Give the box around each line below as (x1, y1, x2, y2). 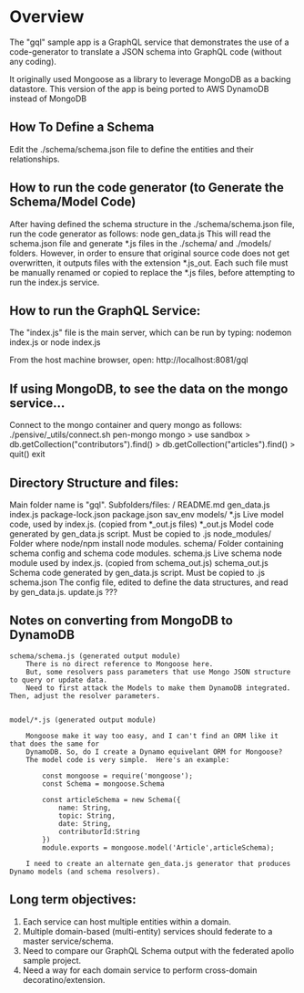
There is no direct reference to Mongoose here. (25, 659, 214, 668)
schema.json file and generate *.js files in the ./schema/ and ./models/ (9, 237, 271, 248)
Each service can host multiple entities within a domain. (22, 915, 232, 927)
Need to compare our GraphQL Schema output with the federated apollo (22, 945, 294, 956)
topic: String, (57, 810, 117, 821)
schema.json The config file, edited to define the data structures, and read (9, 577, 289, 588)
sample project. (22, 955, 82, 966)
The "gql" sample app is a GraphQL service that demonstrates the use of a (9, 37, 289, 47)
